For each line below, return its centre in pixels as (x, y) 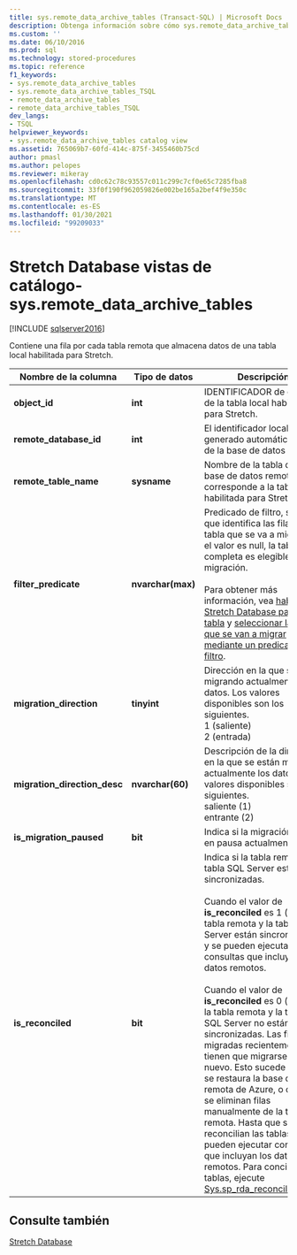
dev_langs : (29, 116)
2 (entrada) (228, 737)
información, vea (239, 601)
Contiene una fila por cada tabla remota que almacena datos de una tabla (143, 346)
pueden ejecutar (238, 1144)
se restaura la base (244, 1078)
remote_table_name (56, 481)
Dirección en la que (244, 670)
